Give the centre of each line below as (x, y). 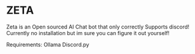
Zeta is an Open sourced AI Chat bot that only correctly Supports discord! (98, 27)
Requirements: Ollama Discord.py (48, 45)
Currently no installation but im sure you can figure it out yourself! (88, 33)
